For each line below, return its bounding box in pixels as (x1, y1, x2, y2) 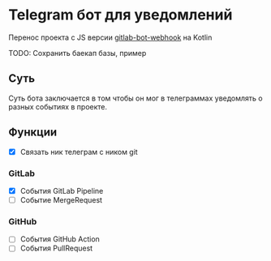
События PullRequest (19, 243, 93, 253)
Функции (8, 126, 58, 139)
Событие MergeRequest (19, 195, 103, 204)
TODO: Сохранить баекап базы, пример (8, 48, 147, 58)
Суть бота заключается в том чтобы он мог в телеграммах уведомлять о (8, 93, 263, 103)
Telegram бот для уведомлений (8, 6, 233, 24)
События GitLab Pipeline (19, 186, 104, 195)
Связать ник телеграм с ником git (19, 147, 138, 156)
